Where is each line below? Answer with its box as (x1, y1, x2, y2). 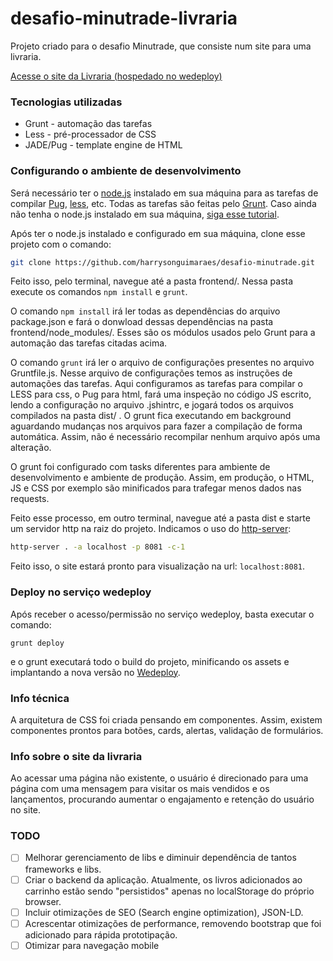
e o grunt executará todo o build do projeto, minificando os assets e (10, 655, 290, 667)
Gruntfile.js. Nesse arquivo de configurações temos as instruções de (10, 367, 293, 379)
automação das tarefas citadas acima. (10, 337, 168, 349)
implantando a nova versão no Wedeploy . (10, 666, 181, 678)
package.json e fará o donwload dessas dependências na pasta (10, 316, 274, 328)
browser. (24, 895, 62, 907)
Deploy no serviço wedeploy (10, 585, 152, 599)
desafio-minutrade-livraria (10, 7, 238, 30)
